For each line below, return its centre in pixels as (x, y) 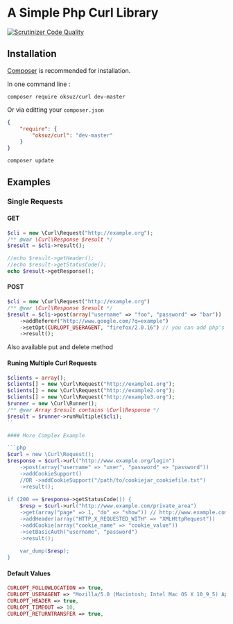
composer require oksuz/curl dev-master (67, 96)
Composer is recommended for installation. (69, 70)
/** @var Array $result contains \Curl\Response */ (83, 410)
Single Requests (35, 201)
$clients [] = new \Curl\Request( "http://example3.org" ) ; (91, 397)
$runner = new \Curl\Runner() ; (52, 404)
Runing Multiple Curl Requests (52, 363)
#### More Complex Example (46, 435)
